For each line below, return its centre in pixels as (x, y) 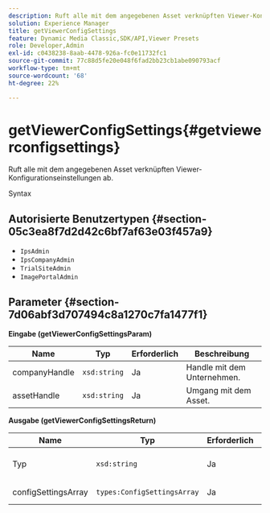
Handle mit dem (216, 367)
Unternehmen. (213, 378)
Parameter (35, 302)
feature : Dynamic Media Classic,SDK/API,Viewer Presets (104, 38)
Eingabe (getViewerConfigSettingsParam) (80, 334)
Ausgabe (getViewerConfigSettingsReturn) (82, 420)
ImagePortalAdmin (49, 277)
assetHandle (36, 395)
